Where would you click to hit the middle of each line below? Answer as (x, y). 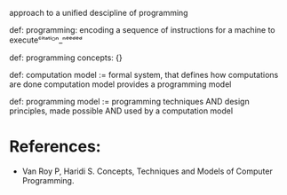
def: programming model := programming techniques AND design (130, 101)
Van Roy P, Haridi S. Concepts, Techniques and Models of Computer (147, 171)
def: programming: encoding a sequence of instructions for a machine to (142, 30)
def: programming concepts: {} (66, 58)
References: (55, 147)
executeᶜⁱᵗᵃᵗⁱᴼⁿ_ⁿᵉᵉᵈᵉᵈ (46, 40)
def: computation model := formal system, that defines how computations (144, 75)
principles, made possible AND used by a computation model (121, 111)
